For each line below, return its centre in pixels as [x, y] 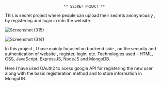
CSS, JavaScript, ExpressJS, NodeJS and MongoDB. [58, 59]
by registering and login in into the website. [48, 21]
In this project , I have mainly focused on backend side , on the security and [80, 49]
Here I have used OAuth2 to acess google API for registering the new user [79, 68]
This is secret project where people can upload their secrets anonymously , [80, 15]
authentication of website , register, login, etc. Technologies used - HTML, [79, 54]
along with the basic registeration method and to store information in [73, 73]
